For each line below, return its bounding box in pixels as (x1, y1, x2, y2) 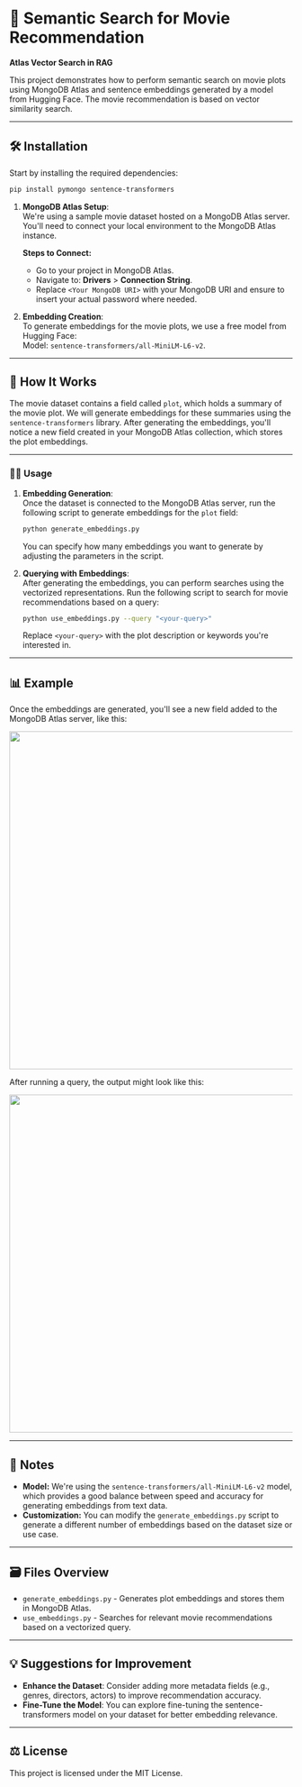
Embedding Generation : (22, 488, 114, 498)
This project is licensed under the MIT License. (9, 1767, 183, 1778)
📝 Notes (9, 1457, 55, 1472)
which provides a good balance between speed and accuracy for (22, 1491, 263, 1501)
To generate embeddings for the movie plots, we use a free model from (22, 320, 287, 332)
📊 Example (9, 675, 74, 690)
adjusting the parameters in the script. (22, 550, 164, 561)
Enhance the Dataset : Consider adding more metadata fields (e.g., (22, 1680, 271, 1691)
